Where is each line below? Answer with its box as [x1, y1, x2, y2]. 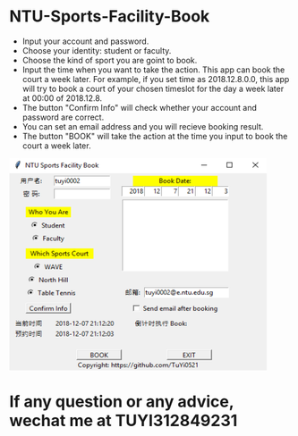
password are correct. [21, 112, 105, 122]
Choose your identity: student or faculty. [21, 45, 172, 55]
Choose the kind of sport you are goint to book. [21, 54, 198, 65]
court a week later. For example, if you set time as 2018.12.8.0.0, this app [21, 73, 290, 84]
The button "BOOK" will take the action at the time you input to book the [21, 130, 288, 141]
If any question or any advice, [9, 391, 234, 412]
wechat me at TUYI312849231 [9, 411, 238, 431]
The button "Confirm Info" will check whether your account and [21, 102, 258, 113]
